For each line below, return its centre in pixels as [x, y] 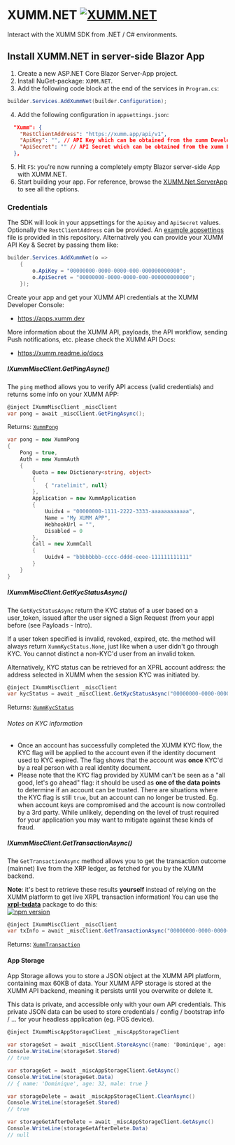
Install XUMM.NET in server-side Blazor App [106, 56]
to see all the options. [48, 189]
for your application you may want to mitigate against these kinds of [115, 820]
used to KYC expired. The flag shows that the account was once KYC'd [120, 760]
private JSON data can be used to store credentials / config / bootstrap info [116, 1012]
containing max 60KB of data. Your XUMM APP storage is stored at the [109, 983]
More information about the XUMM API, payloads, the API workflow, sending [117, 332]
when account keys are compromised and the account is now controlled [121, 805]
